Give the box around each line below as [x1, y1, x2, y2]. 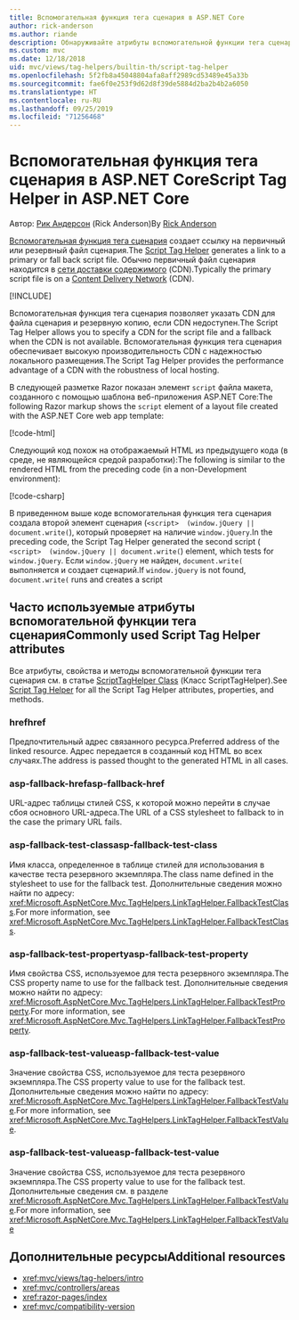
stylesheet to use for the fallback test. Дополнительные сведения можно [9, 878, 283, 889]
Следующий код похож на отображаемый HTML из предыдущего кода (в [9, 445, 288, 455]
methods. [9, 693, 44, 704]
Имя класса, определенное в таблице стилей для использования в [9, 859, 265, 870]
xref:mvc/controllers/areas [21, 1283, 120, 1293]
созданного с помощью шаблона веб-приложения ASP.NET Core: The [9, 391, 273, 402]
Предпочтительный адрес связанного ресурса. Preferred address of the [9, 736, 280, 747]
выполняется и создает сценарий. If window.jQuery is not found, [9, 565, 246, 576]
